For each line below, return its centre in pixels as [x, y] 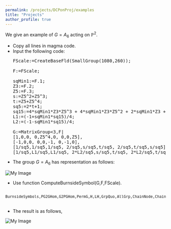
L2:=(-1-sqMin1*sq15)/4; [44, 122]
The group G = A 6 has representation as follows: [64, 162]
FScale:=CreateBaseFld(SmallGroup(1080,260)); [72, 61]
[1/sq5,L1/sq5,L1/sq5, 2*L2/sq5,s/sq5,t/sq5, [70, 152]
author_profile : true [28, 19]
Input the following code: [39, 51]
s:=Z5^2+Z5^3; [30, 96]
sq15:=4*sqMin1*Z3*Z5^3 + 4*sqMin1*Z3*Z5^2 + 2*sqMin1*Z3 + [89, 111]
